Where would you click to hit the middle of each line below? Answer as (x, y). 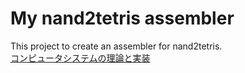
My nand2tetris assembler (122, 18)
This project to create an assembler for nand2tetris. (116, 46)
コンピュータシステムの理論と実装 (80, 58)
